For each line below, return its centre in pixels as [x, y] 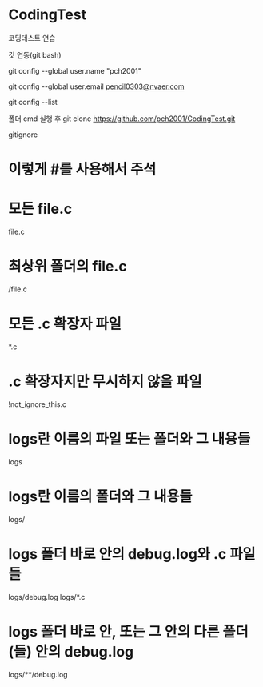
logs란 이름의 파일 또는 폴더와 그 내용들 [130, 439]
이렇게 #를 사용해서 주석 [82, 169]
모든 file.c [40, 209]
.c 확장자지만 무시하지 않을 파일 [105, 382]
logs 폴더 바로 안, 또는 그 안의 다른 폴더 [129, 631]
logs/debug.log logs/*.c [47, 597]
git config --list [33, 102]
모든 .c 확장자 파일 [65, 324]
